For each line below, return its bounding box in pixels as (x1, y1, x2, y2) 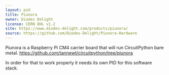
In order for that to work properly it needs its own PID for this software (5, 60, 152, 65)
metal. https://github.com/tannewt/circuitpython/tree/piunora (5, 50, 133, 56)
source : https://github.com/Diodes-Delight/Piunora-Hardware (5, 31, 138, 36)
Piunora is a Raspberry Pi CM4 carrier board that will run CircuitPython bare (5, 45, 164, 50)
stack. (5, 65, 18, 71)
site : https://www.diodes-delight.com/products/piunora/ (5, 26, 128, 31)
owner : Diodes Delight (5, 17, 53, 22)
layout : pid (5, 7, 30, 13)
